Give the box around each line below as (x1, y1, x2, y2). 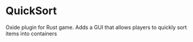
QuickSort (5, 4, 57, 18)
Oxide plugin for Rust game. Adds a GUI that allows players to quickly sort (5, 24, 187, 31)
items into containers (5, 30, 57, 37)
